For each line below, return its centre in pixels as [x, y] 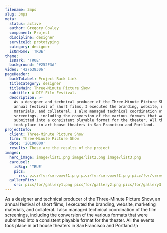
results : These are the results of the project [60, 148]
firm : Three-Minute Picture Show [44, 139]
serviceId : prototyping [34, 42]
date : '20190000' [28, 144]
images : [13, 153]
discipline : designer [32, 38]
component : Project [30, 33]
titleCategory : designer [35, 83]
